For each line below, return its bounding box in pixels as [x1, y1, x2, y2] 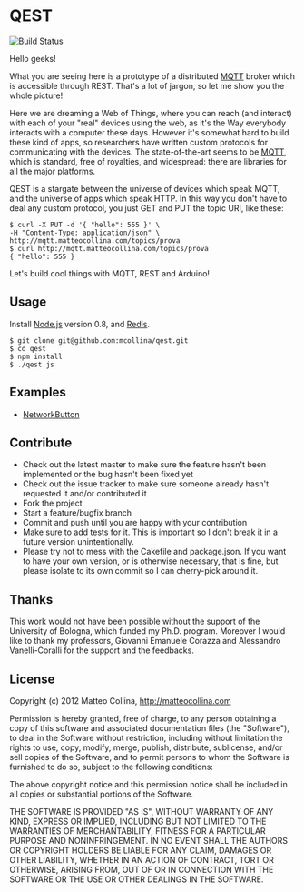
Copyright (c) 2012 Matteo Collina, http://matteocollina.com [9, 696, 231, 706]
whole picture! [9, 90, 64, 101]
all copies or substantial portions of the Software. [9, 788, 193, 799]
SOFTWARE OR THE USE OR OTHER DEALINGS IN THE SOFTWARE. [9, 874, 264, 885]
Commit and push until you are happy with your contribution [22, 517, 248, 528]
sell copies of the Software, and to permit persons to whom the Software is [9, 752, 290, 762]
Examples [9, 385, 66, 400]
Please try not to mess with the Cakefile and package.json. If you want [22, 546, 287, 557]
